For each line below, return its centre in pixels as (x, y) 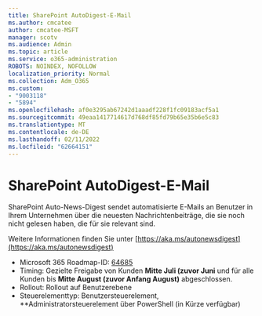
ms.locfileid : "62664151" (50, 147)
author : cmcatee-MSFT (44, 30)
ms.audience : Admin (40, 45)
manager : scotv (33, 37)
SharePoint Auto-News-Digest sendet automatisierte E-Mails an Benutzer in (131, 207)
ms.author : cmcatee (40, 23)
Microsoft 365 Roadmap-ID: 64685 (76, 263)
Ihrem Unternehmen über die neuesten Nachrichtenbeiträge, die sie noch (127, 216)
